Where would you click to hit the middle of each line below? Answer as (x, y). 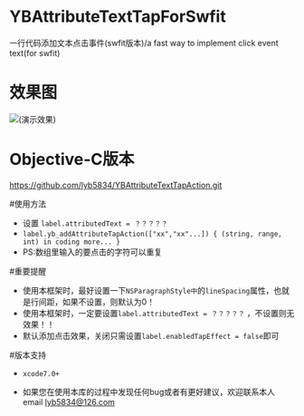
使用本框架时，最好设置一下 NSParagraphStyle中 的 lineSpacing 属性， (148, 290)
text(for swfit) (35, 53)
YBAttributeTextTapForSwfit (118, 17)
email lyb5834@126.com (69, 401)
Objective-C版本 (72, 160)
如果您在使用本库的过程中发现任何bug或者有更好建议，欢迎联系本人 (149, 392)
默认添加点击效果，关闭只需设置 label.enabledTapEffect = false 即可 (151, 335)
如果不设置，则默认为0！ (109, 302)
